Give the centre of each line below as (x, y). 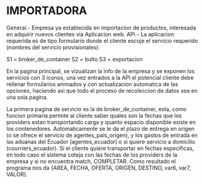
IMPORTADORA (47, 11)
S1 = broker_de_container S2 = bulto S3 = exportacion (74, 59)
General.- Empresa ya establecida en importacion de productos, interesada (101, 28)
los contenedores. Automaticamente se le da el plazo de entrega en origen (100, 128)
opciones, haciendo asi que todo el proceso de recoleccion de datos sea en (102, 90)
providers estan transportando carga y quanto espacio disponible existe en (101, 122)
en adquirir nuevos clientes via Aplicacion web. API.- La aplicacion (90, 34)
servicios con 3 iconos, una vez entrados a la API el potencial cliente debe (100, 77)
